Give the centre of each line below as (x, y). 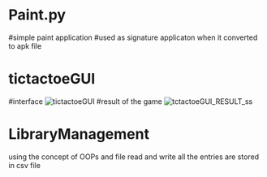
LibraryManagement (79, 134)
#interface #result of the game (85, 101)
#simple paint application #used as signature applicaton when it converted (133, 37)
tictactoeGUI (52, 79)
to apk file (25, 45)
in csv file (24, 165)
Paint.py (37, 15)
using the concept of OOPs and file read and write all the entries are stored (134, 157)
